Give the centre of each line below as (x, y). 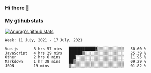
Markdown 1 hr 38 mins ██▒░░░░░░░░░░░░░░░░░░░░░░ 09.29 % (76, 62)
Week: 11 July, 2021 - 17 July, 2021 (44, 40)
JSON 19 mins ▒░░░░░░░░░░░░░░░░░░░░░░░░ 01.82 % (76, 66)
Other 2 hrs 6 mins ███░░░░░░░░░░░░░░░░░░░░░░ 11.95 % (76, 57)
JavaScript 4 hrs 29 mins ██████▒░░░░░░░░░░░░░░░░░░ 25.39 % (76, 53)
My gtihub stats (24, 20)
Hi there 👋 (17, 8)
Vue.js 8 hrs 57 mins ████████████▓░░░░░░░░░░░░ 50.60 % (76, 49)
